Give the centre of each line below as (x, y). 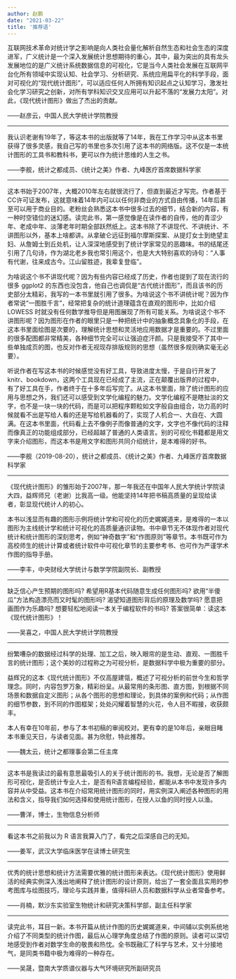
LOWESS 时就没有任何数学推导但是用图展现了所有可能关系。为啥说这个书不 (117, 312)
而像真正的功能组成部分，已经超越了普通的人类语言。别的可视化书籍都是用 (115, 432)
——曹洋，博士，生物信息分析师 (53, 815)
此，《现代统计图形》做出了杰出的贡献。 (64, 101)
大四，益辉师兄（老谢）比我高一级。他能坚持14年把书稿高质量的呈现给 (109, 495)
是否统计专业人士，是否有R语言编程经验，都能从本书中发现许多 (129, 782)
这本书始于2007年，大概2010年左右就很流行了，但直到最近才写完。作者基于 (117, 192)
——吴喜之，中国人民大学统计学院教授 (63, 632)
